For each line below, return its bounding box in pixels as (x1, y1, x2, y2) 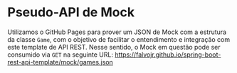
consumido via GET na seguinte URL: (7, 50, 114, 59)
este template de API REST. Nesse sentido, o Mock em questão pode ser (7, 43, 221, 51)
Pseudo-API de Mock (7, 4, 135, 21)
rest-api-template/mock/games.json (7, 57, 114, 66)
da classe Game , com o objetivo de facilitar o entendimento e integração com (7, 35, 230, 43)
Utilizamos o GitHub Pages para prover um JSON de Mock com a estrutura (7, 28, 226, 36)
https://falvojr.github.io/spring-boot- (115, 50, 221, 59)
